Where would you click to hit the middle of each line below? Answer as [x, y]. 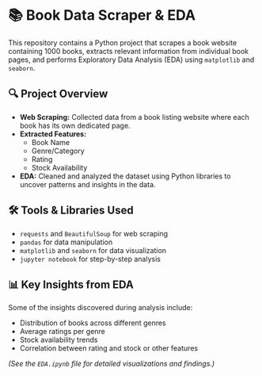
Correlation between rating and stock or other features [109, 348]
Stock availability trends [59, 340]
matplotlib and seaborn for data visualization [93, 250]
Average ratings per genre [62, 332]
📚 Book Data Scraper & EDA [102, 15]
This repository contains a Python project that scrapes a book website [123, 42]
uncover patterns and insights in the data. [87, 184]
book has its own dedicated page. [75, 125]
